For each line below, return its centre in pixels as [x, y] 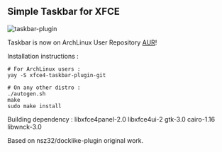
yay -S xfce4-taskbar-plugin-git [57, 75]
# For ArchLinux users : [44, 69]
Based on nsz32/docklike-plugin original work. [76, 140]
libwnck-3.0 [24, 127]
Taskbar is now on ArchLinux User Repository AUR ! [82, 42]
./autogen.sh [27, 94]
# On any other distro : [44, 88]
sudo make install [34, 106]
